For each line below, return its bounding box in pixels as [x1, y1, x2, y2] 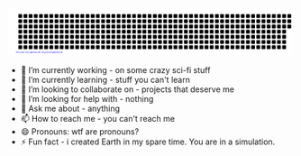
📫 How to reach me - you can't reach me [20, 113, 176, 124]
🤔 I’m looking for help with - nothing [20, 93, 154, 104]
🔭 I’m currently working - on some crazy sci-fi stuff [20, 64, 211, 75]
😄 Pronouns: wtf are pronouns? [20, 125, 140, 137]
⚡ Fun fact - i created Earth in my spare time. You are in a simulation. [20, 136, 276, 147]
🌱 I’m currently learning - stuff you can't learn [20, 74, 190, 85]
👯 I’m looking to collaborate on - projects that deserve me [20, 84, 235, 95]
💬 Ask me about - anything [20, 103, 121, 114]
